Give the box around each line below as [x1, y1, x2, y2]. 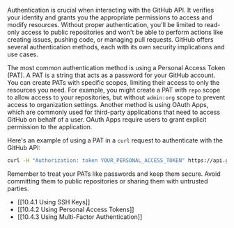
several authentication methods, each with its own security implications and [7, 43, 225, 51]
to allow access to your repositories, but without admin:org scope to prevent [7, 93, 226, 101]
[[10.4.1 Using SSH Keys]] [17, 197, 91, 206]
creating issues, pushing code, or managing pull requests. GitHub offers [7, 35, 214, 44]
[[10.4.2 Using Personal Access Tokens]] [17, 205, 134, 213]
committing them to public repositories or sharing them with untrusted [7, 177, 208, 185]
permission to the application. [7, 123, 93, 131]
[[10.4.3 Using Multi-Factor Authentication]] [17, 212, 143, 221]
